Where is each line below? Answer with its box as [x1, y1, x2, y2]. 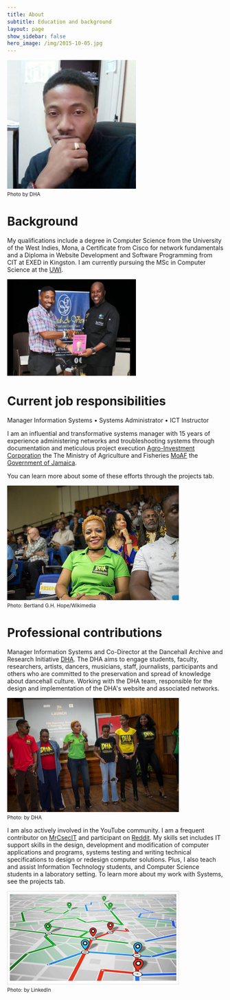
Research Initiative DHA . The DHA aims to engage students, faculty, [7, 655, 199, 663]
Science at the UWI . [7, 266, 64, 274]
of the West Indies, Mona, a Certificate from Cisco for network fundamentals [7, 244, 224, 252]
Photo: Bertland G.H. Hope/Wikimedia [7, 602, 96, 609]
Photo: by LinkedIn [7, 987, 51, 994]
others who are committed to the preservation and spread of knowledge [7, 669, 211, 677]
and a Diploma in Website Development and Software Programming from [7, 251, 213, 259]
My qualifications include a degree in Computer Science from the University [7, 237, 222, 245]
